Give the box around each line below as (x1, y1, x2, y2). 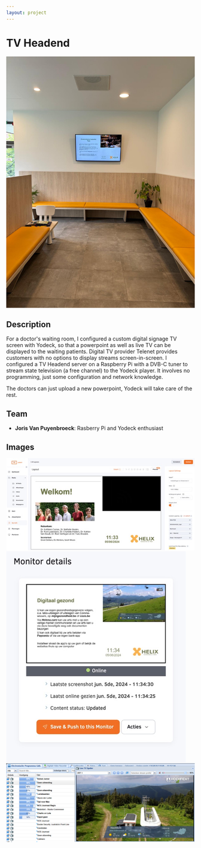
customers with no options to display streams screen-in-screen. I (6, 354, 167, 361)
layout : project (6, 10, 47, 16)
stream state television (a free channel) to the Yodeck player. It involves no (6, 367, 190, 374)
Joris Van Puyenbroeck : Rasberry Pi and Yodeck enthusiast (14, 425, 163, 432)
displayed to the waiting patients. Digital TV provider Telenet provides (6, 348, 178, 355)
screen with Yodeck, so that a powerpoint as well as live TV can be (6, 342, 171, 349)
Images (6, 442, 35, 452)
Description (6, 319, 51, 329)
